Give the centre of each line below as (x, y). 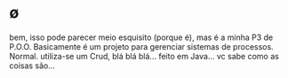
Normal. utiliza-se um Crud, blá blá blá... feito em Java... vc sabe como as (144, 56)
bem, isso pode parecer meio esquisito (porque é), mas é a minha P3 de (141, 37)
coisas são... (32, 66)
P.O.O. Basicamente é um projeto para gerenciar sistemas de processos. (141, 46)
